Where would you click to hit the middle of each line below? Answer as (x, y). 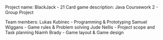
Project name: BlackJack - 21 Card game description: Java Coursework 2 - (81, 7)
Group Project (19, 12)
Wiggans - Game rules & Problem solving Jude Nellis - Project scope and (80, 27)
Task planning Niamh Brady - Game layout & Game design (65, 32)
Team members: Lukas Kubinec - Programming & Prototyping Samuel (76, 22)
